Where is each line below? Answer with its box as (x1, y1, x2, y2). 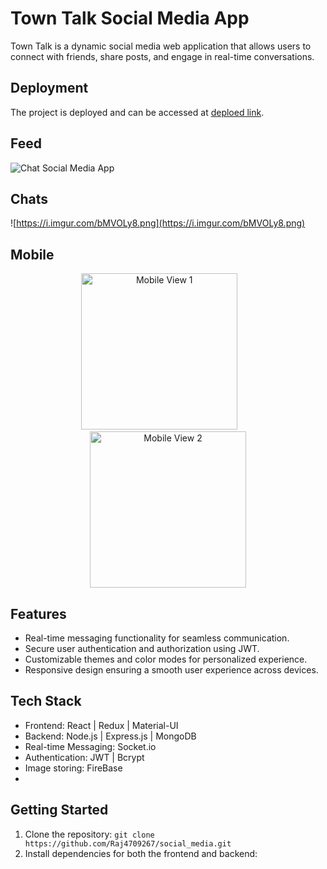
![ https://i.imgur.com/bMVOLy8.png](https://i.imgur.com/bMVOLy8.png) (10, 217, 306, 229)
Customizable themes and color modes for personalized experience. (24, 653, 308, 665)
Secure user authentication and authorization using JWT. (24, 643, 260, 654)
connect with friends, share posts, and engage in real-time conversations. (10, 50, 315, 62)
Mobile (10, 246, 55, 263)
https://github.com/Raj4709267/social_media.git (24, 838, 232, 849)
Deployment (10, 80, 89, 97)
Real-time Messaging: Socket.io (24, 740, 157, 752)
